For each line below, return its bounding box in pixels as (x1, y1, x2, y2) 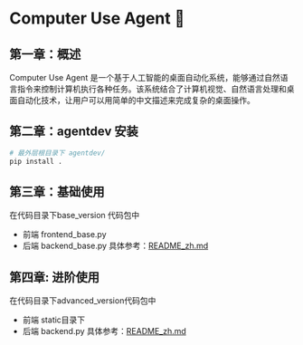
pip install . (9, 157, 63, 166)
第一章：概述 (9, 46, 81, 62)
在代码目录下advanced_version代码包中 (9, 295, 156, 306)
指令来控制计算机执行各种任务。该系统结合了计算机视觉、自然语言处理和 (16, 83, 287, 94)
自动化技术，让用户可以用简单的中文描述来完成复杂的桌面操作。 (16, 95, 255, 105)
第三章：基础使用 (9, 184, 105, 199)
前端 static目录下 (22, 314, 86, 325)
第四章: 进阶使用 (9, 269, 99, 284)
